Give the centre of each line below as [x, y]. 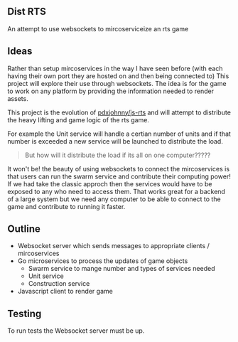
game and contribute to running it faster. [66, 206]
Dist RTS [27, 12]
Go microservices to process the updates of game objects [103, 261]
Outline [24, 229]
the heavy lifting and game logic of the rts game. [78, 119]
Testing [25, 313]
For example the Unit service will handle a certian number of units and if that [119, 134]
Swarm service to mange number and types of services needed [121, 269]
